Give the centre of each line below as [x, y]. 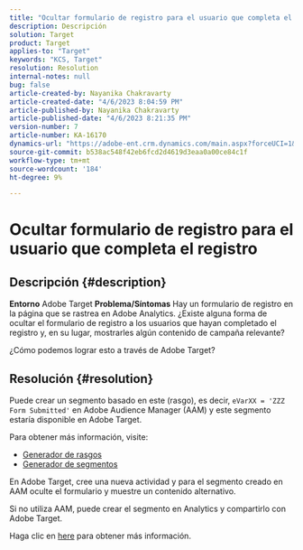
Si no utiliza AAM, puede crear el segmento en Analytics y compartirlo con [148, 509]
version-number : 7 [44, 127]
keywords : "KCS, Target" [56, 60]
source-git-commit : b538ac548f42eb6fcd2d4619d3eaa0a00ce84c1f [129, 152]
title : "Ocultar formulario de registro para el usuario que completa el [151, 18]
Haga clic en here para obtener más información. [101, 536]
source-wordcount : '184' [56, 169]
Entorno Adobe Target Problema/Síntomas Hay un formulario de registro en [151, 304]
